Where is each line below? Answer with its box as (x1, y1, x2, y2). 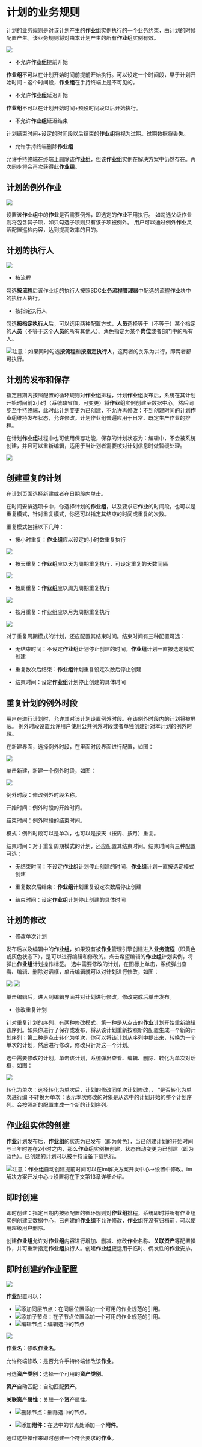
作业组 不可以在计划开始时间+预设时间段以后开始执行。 (6, 104, 142, 112)
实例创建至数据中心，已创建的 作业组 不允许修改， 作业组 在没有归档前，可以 (6, 1217, 191, 1224)
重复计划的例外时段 (6, 698, 78, 708)
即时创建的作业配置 (6, 1264, 78, 1274)
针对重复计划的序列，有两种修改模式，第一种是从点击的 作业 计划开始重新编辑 (6, 1019, 196, 1026)
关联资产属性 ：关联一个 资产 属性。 (6, 1396, 91, 1403)
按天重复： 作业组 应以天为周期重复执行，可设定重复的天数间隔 (14, 560, 168, 568)
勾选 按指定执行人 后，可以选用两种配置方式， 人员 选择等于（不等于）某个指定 (6, 320, 196, 327)
